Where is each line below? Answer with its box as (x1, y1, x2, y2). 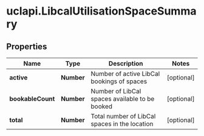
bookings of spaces (90, 77, 148, 86)
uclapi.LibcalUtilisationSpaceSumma (6, 4, 197, 18)
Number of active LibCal (90, 70, 160, 78)
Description (108, 59, 144, 67)
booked (90, 102, 113, 110)
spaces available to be (90, 95, 155, 103)
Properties (6, 41, 47, 52)
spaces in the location (90, 120, 154, 128)
